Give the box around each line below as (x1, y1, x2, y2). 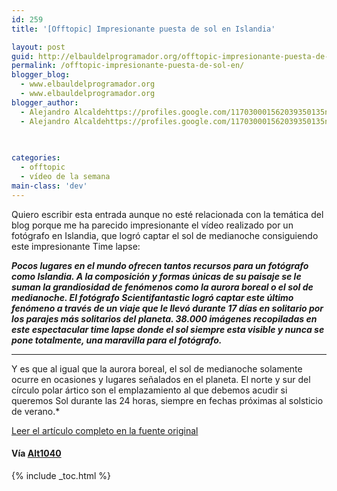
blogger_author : (11, 97, 79, 108)
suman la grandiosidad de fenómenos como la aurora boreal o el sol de (11, 281, 314, 293)
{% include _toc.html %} (11, 469, 112, 481)
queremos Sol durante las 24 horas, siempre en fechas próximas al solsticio (11, 394, 324, 406)
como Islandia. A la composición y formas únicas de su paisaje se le (11, 270, 302, 282)
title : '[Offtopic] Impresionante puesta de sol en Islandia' (11, 24, 276, 34)
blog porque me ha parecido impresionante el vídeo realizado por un (11, 219, 294, 231)
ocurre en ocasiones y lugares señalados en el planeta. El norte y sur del (11, 373, 311, 385)
